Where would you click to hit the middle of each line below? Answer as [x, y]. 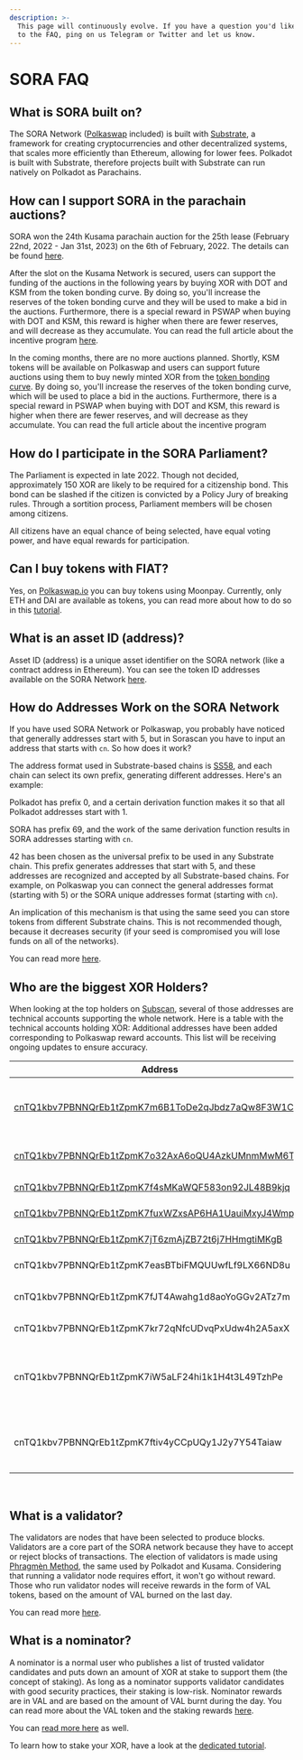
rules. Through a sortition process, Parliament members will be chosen [141, 504]
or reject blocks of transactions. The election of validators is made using [143, 1557]
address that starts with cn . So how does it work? [101, 748]
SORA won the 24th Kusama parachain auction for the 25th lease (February [150, 236]
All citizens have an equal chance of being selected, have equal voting [140, 531]
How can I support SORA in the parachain [128, 201]
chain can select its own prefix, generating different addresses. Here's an [146, 775]
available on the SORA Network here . [78, 679]
